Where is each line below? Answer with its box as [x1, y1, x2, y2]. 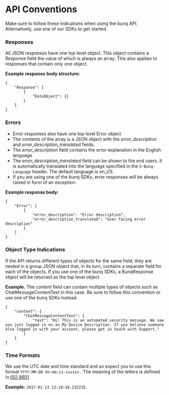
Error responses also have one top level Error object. [12, 131, 122, 137]
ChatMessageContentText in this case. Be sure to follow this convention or [5, 289, 161, 295]
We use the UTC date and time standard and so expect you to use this [5, 363, 151, 370]
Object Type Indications [5, 246, 65, 253]
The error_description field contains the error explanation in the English [12, 146, 161, 153]
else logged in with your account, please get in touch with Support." [5, 326, 159, 331]
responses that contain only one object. [5, 61, 88, 67]
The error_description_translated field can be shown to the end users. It [12, 158, 162, 164]
